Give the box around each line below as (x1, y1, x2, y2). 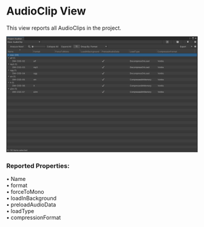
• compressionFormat (6, 214, 61, 221)
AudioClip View (6, 4, 86, 18)
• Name (6, 175, 26, 182)
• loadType (6, 207, 35, 214)
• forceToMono (6, 188, 44, 195)
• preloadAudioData (6, 201, 56, 208)
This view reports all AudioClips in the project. (6, 24, 121, 31)
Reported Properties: (6, 162, 70, 170)
